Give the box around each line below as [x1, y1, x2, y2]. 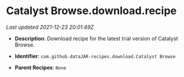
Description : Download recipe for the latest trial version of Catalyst [14, 35, 178, 42]
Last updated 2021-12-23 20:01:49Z [6, 24, 94, 31]
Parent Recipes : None [14, 63, 67, 71]
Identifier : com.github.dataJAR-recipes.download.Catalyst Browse [14, 52, 176, 59]
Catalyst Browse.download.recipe [6, 4, 177, 18]
